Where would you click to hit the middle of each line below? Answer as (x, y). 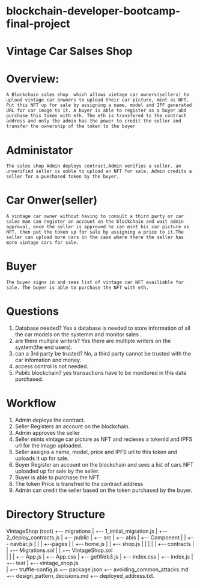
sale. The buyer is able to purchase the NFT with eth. (77, 288)
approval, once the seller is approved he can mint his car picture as (98, 227)
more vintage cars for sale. (43, 243)
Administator (40, 150)
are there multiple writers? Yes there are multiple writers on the (93, 341)
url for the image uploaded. (49, 445)
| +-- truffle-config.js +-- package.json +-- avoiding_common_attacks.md (97, 569)
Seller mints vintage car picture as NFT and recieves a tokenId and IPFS (104, 439)
